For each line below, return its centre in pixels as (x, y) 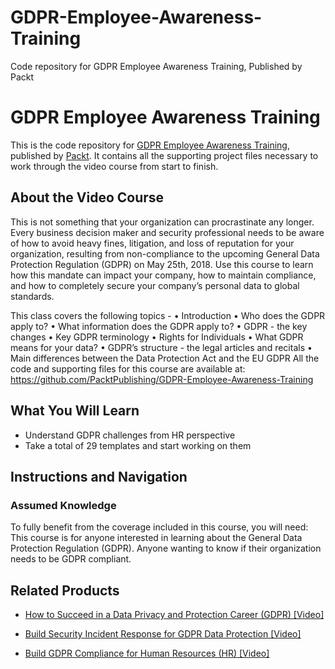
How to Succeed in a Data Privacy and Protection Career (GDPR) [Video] (174, 614)
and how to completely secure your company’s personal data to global (155, 285)
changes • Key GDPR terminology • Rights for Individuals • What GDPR (157, 337)
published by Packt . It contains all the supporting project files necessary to (164, 155)
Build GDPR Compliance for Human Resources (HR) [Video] (147, 653)
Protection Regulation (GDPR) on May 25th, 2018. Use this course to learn (162, 264)
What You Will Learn (75, 411)
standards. (32, 296)
